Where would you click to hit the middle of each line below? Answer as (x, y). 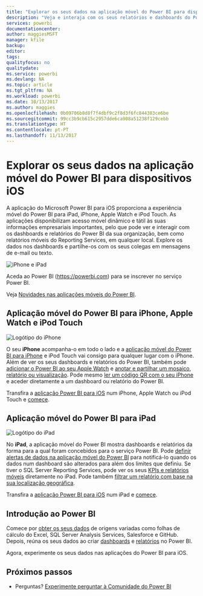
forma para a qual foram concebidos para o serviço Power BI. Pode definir (99, 451)
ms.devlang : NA (25, 79)
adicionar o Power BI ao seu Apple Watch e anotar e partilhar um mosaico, (99, 368)
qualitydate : (23, 68)
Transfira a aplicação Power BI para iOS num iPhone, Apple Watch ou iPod (99, 393)
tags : (13, 57)
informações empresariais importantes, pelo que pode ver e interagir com (98, 227)
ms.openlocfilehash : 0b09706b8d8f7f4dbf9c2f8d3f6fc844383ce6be (88, 113)
